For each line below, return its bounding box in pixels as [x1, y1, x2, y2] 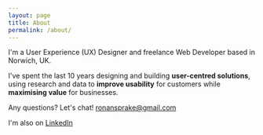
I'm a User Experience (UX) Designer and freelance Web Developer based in [8, 48, 255, 57]
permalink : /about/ [8, 26, 72, 34]
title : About [8, 19, 51, 27]
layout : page [8, 11, 51, 20]
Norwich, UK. [8, 56, 52, 65]
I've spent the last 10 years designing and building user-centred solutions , [8, 71, 251, 81]
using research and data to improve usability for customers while [8, 79, 221, 89]
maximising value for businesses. [8, 88, 119, 97]
